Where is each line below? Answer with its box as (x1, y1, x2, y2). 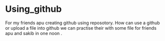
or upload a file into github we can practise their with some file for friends (5, 25, 156, 31)
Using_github (5, 3, 62, 15)
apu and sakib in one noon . (5, 30, 62, 36)
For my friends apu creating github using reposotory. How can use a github (5, 20, 160, 26)
